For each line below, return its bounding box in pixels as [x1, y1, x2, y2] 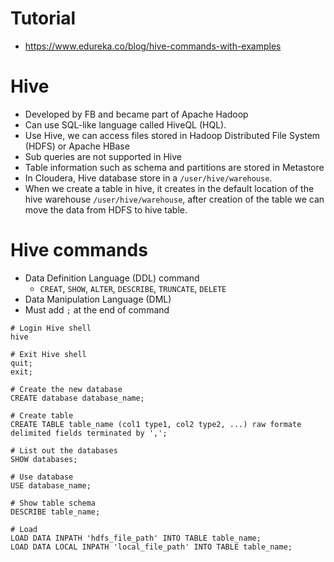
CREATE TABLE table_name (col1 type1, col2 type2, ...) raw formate [10, 419, 302, 429]
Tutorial [10, 7, 77, 30]
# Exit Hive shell [10, 349, 87, 359]
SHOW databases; [10, 454, 78, 464]
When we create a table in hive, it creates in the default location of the [24, 182, 315, 194]
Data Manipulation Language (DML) [24, 293, 172, 305]
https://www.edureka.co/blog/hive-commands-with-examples [24, 40, 282, 52]
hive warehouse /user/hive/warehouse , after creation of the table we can [24, 193, 325, 205]
